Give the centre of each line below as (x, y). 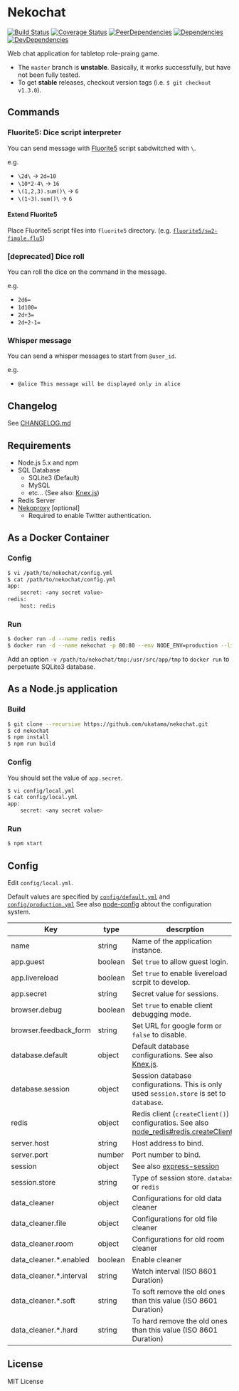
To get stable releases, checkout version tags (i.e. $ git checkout (114, 82)
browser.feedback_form (51, 1030)
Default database (161, 1046)
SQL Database (39, 470)
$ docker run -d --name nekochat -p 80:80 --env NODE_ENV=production (113, 646)
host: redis (38, 606)
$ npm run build (31, 744)
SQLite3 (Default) (54, 478)
